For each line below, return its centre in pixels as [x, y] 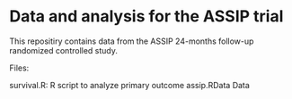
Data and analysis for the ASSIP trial [146, 16]
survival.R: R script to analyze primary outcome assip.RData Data [129, 85]
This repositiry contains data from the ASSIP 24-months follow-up [132, 41]
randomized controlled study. [64, 50]
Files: [19, 68]
